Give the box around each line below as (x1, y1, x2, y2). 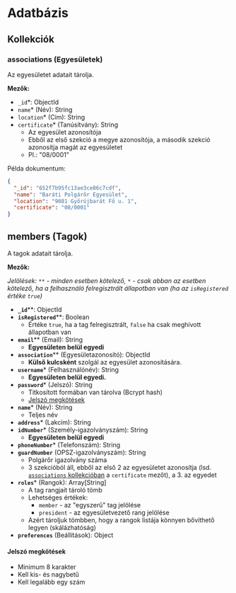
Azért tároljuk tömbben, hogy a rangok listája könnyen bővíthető (28, 515, 215, 524)
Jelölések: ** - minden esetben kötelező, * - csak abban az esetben (7, 276, 206, 284)
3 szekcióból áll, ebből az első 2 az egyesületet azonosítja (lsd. (28, 463, 212, 471)
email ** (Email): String (17, 335, 83, 344)
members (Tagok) (7, 230, 88, 242)
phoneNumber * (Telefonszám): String (17, 440, 121, 449)
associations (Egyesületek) (7, 54, 103, 64)
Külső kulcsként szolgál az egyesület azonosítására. (28, 357, 182, 366)
